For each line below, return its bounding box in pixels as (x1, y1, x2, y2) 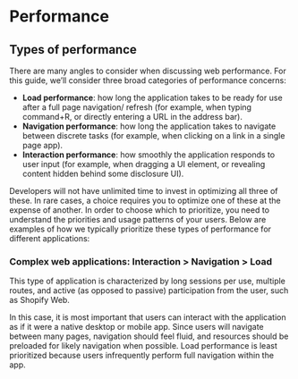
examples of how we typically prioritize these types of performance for (9, 223, 271, 234)
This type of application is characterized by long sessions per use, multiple (9, 275, 286, 287)
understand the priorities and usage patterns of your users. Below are (9, 215, 267, 224)
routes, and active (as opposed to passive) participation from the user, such (9, 285, 289, 296)
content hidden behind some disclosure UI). (21, 168, 184, 179)
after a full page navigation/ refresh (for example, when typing (21, 102, 252, 113)
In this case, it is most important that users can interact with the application (9, 312, 286, 323)
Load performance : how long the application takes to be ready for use (21, 92, 284, 103)
